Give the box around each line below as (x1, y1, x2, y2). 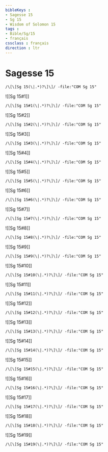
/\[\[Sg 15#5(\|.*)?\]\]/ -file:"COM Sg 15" (5, 178, 101, 184)
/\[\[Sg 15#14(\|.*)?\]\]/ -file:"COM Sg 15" (5, 347, 103, 353)
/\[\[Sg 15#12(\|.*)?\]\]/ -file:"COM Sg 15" (5, 310, 103, 315)
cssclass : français (5, 41, 49, 46)
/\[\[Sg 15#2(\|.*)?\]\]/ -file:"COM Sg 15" (5, 122, 101, 127)
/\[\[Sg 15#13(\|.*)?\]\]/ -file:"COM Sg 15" (5, 329, 103, 334)
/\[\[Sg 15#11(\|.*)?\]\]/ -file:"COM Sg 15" (5, 291, 103, 296)
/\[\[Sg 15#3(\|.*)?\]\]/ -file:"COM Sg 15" (5, 141, 101, 146)
